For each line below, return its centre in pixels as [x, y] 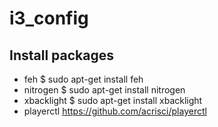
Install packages [61, 55]
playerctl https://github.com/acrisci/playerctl [115, 111]
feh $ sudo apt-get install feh [83, 79]
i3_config [49, 18]
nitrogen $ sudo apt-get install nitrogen [104, 90]
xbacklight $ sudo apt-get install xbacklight [113, 100]
